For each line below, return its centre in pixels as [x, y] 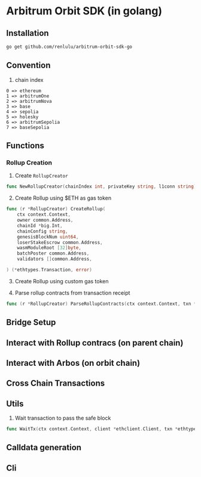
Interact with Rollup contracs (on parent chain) [95, 343]
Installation [28, 33]
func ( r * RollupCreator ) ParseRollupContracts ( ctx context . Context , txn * [101, 304]
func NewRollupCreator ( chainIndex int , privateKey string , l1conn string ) [101, 186]
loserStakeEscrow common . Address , [60, 242]
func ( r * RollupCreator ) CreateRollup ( [56, 209]
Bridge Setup [31, 322]
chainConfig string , [42, 231]
